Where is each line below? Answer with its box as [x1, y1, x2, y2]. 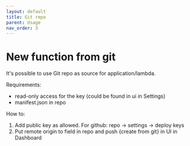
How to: [6, 110, 25, 118]
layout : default [6, 8, 46, 15]
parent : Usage [6, 19, 41, 25]
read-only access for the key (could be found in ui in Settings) [14, 92, 166, 100]
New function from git [6, 51, 116, 64]
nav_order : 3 [6, 25, 38, 31]
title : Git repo [6, 14, 46, 20]
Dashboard [14, 134, 42, 141]
